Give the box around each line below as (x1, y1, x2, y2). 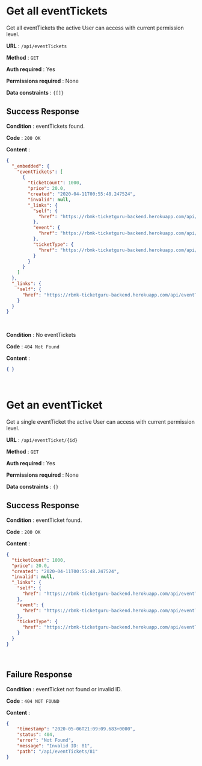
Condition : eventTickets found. (6, 122, 85, 130)
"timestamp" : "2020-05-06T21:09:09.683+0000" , (17, 726, 136, 732)
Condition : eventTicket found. (6, 516, 82, 524)
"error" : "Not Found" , (17, 737, 74, 744)
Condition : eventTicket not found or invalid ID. (6, 685, 122, 692)
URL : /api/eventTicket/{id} (6, 436, 78, 444)
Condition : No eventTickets (6, 331, 76, 339)
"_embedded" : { (11, 163, 50, 169)
